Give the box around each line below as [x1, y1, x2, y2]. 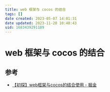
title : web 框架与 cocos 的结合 [5, 7, 66, 12]
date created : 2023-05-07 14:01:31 [5, 16, 77, 21]
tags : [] [5, 12, 23, 16]
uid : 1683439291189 [5, 25, 45, 30]
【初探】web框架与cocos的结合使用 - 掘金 [12, 82, 97, 88]
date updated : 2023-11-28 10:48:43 [5, 20, 77, 26]
